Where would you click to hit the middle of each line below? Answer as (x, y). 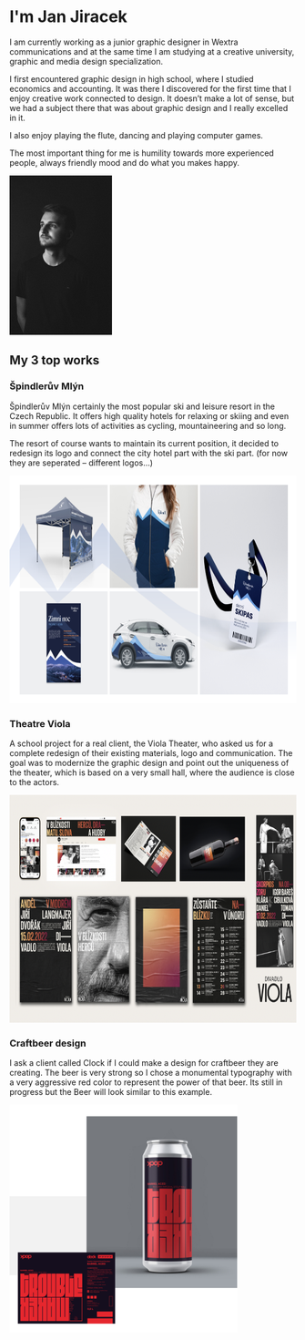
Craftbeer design (48, 1043)
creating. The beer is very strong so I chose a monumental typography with (151, 1073)
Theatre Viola (40, 723)
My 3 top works (55, 360)
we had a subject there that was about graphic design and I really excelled (149, 107)
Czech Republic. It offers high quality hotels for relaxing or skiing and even (149, 415)
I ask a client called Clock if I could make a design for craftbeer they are (144, 1063)
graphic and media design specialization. (86, 61)
